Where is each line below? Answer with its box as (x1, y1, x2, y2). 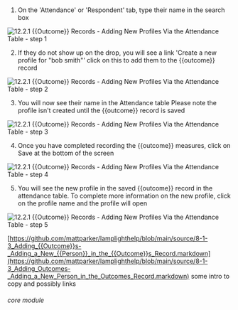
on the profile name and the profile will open (17, 199, 148, 208)
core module (7, 296, 45, 304)
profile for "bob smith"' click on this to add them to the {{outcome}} (17, 56, 215, 65)
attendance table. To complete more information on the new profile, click (17, 191, 231, 201)
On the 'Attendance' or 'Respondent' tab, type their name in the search (17, 6, 225, 14)
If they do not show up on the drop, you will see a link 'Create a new (17, 48, 217, 57)
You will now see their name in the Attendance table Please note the (17, 99, 217, 107)
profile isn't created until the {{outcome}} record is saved (17, 106, 185, 115)
